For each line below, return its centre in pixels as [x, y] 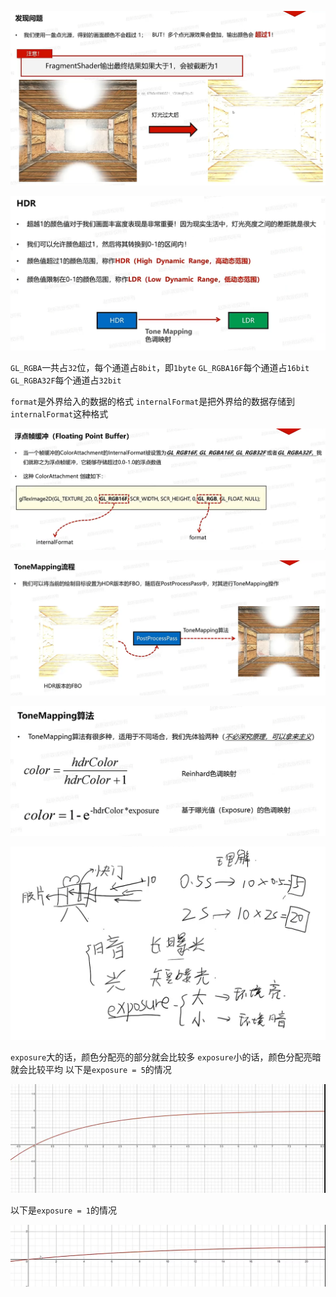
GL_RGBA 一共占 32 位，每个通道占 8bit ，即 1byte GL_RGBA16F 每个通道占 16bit [160, 367]
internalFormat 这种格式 [59, 413]
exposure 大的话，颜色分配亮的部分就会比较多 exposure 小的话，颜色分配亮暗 [166, 1057]
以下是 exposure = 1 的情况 [63, 1210]
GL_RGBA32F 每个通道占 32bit [66, 380]
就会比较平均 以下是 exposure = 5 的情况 [91, 1069]
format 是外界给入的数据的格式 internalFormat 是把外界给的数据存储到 [153, 401]
